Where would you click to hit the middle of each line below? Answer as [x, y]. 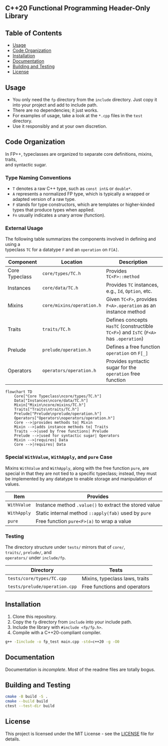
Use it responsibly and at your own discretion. [60, 126]
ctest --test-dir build [30, 706]
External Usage [24, 228]
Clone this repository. [34, 616]
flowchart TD [19, 392]
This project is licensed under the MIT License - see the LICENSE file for [79, 733]
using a [13, 244]
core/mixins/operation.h [72, 306]
